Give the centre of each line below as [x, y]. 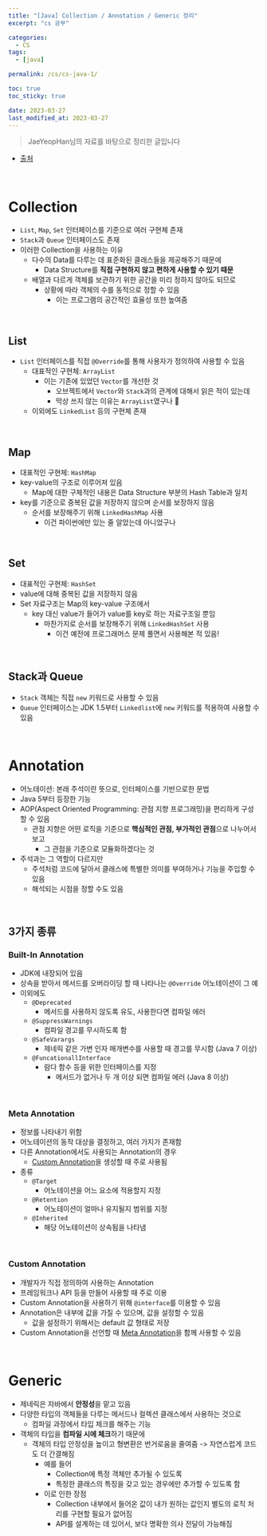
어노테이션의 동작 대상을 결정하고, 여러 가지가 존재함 [100, 1142]
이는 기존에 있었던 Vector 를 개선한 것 [101, 381]
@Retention [50, 1200]
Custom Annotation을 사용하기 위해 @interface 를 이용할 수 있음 [120, 1302]
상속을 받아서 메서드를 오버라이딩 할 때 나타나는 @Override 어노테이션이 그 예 [139, 983]
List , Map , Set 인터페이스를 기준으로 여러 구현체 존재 [101, 230]
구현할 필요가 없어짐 [102, 1514]
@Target [44, 1182]
